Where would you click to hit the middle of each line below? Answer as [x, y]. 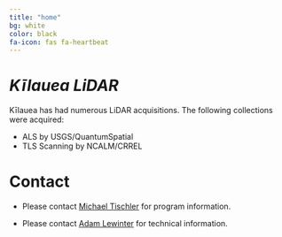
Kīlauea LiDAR [64, 86]
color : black [33, 34]
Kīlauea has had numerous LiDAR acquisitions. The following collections [141, 111]
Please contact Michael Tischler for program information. [126, 206]
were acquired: [37, 119]
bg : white [27, 26]
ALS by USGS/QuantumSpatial [78, 137]
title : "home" [35, 17]
